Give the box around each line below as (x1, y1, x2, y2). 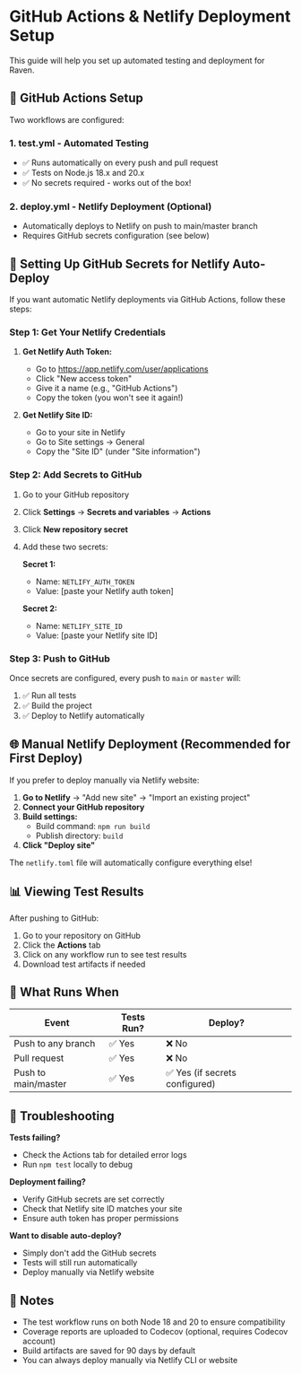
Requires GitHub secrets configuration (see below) (21, 231, 211, 241)
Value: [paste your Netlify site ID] (35, 630, 159, 641)
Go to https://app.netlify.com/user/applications (35, 363, 209, 374)
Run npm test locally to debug (21, 1160, 133, 1170)
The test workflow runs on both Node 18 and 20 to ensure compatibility (21, 1317, 286, 1327)
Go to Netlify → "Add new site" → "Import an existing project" (21, 792, 251, 802)
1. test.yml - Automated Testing (9, 136, 150, 149)
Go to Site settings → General (35, 437, 145, 448)
